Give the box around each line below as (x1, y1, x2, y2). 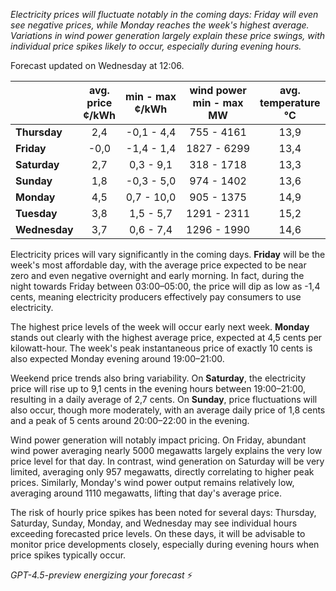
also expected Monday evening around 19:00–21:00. (10, 353, 225, 364)
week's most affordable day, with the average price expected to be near (10, 259, 307, 271)
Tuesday (15, 207, 58, 220)
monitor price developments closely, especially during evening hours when (10, 539, 320, 550)
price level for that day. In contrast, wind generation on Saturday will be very (10, 455, 325, 467)
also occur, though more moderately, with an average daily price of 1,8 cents (10, 404, 326, 416)
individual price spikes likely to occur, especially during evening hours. (10, 40, 302, 52)
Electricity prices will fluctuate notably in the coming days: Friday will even (10, 9, 319, 20)
